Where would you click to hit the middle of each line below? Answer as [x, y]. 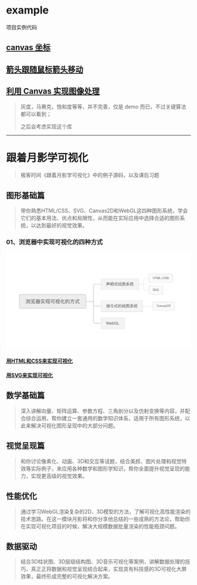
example [28, 10]
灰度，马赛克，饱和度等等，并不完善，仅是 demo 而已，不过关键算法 [103, 106]
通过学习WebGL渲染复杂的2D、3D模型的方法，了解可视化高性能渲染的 [106, 512]
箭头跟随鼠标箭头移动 [45, 69]
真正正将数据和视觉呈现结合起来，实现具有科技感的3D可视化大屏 [109, 569]
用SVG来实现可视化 [30, 375]
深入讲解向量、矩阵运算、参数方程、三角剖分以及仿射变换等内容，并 [103, 411]
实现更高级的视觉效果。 [59, 476]
